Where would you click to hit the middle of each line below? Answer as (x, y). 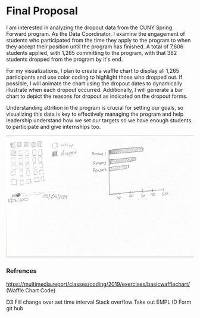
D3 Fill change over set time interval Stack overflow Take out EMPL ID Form (99, 302)
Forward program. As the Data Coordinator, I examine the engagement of (96, 33)
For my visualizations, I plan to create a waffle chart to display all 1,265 (93, 70)
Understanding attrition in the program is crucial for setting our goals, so (95, 107)
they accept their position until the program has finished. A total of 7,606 (95, 47)
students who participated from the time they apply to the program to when (99, 40)
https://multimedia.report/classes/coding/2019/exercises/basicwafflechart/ (98, 284)
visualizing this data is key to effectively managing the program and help (95, 114)
